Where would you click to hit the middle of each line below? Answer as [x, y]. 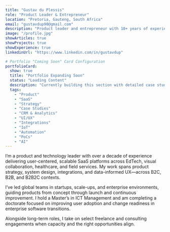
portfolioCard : [21, 66]
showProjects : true [26, 43]
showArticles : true [26, 38]
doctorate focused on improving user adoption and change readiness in [80, 204]
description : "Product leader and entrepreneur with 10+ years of [77, 29]
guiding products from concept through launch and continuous [71, 192]
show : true [21, 71]
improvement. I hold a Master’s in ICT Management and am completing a [81, 198]
